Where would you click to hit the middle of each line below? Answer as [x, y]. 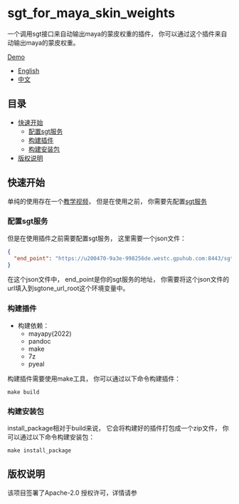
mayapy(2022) [50, 334]
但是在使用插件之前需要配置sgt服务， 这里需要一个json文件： [97, 238]
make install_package [39, 451]
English [28, 71]
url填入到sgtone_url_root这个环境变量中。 [68, 288]
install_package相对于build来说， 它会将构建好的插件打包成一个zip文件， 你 [118, 428]
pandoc [39, 341]
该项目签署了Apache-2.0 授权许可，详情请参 [72, 493]
